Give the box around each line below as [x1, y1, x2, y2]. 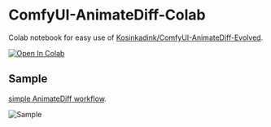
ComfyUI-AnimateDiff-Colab [8, 6, 206, 24]
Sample [8, 72, 48, 86]
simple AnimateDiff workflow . [8, 94, 107, 103]
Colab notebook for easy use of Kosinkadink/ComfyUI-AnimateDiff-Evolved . [8, 33, 264, 42]
